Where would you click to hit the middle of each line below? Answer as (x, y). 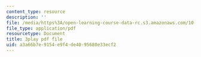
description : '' (26, 17)
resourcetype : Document (36, 34)
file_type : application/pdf (41, 28)
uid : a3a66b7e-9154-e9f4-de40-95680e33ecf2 (61, 45)
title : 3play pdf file (34, 39)
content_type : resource (36, 12)
